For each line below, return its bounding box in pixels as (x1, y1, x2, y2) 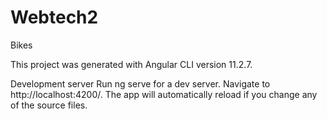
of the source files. (10, 99, 88, 111)
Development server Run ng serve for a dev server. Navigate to (10, 77, 271, 90)
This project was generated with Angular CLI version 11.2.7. (10, 58, 253, 70)
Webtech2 (10, 6, 99, 29)
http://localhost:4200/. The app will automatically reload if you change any (10, 88, 318, 100)
